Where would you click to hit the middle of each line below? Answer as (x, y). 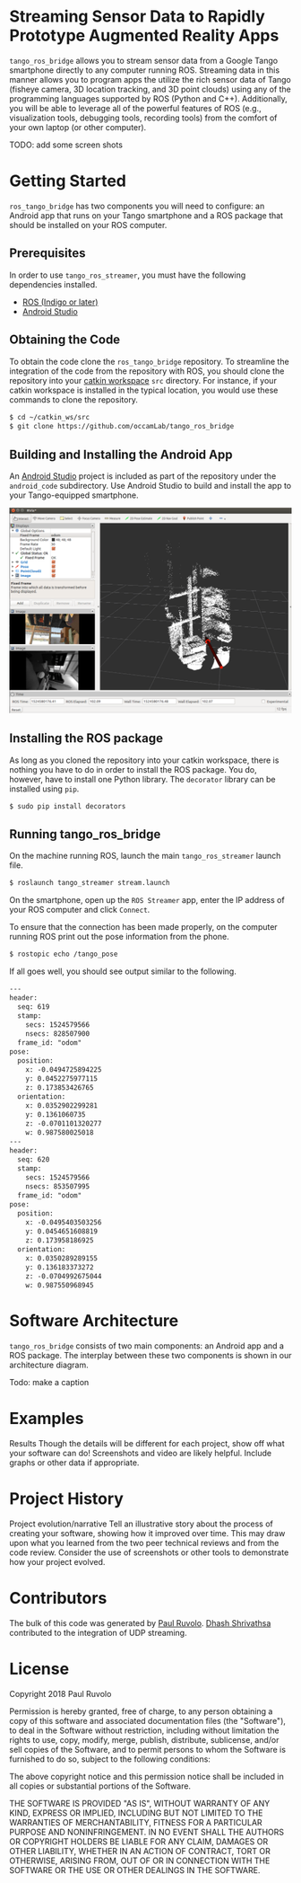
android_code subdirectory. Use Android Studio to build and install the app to (150, 486)
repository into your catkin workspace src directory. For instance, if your (143, 380)
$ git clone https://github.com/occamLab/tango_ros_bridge (122, 427)
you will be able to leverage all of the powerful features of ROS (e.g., (135, 108)
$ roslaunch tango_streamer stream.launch (90, 883)
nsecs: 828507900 (58, 1034)
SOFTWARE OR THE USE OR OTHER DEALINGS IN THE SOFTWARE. (135, 1870)
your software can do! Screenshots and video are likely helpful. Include (140, 1453)
